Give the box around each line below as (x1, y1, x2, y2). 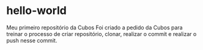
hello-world (6, 4, 67, 18)
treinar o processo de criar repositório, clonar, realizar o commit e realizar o (6, 30, 197, 37)
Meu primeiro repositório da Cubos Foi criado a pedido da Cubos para (6, 24, 183, 31)
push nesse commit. (6, 37, 57, 44)
